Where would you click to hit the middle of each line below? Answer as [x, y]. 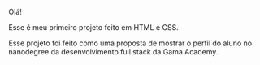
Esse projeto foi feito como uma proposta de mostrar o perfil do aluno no [130, 43]
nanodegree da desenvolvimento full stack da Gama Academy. [113, 52]
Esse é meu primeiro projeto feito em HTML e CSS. [93, 27]
